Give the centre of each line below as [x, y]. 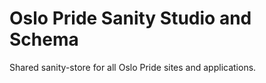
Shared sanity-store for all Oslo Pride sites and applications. [133, 67]
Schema [44, 39]
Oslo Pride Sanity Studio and [130, 18]
